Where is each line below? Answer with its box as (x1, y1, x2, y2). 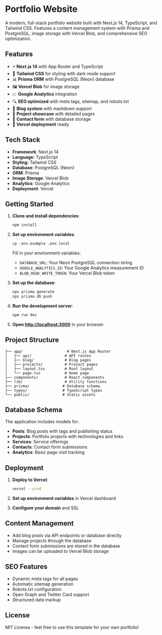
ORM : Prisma (12, 170, 39, 176)
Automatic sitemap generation (12, 581, 74, 587)
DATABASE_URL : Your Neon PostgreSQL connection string (19, 260, 132, 266)
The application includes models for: (5, 419, 79, 425)
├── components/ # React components (5, 375, 105, 380)
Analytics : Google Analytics (12, 180, 70, 186)
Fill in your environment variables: (12, 250, 81, 256)
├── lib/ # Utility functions (5, 379, 107, 384)
